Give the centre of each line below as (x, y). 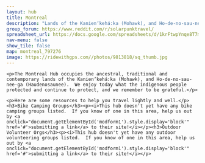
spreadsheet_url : (28, 35)
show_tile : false (28, 46)
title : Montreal (27, 18)
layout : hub (21, 12)
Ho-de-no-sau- (174, 79)
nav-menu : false (27, 40)
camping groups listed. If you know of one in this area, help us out (99, 111)
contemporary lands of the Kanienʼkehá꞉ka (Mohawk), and (80, 79)
